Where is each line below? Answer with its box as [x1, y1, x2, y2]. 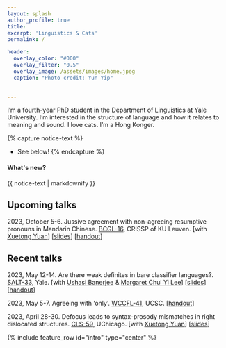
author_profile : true [7, 17, 70, 24]
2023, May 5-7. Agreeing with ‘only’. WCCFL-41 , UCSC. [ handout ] [7, 299, 195, 308]
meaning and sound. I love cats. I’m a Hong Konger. [7, 121, 155, 129]
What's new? [7, 163, 47, 172]
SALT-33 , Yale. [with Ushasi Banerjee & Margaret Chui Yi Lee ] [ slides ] [7, 279, 207, 287]
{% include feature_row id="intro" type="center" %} [7, 333, 157, 342]
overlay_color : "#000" [13, 55, 79, 63]
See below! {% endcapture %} [17, 147, 105, 156]
